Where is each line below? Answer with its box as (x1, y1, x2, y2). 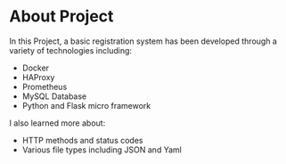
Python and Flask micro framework (21, 100, 151, 111)
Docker (21, 62, 50, 73)
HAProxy (21, 71, 55, 82)
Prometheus (21, 81, 68, 92)
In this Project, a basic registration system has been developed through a (9, 36, 278, 46)
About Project (9, 6, 114, 27)
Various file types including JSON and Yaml (21, 144, 183, 155)
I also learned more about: (9, 118, 106, 128)
